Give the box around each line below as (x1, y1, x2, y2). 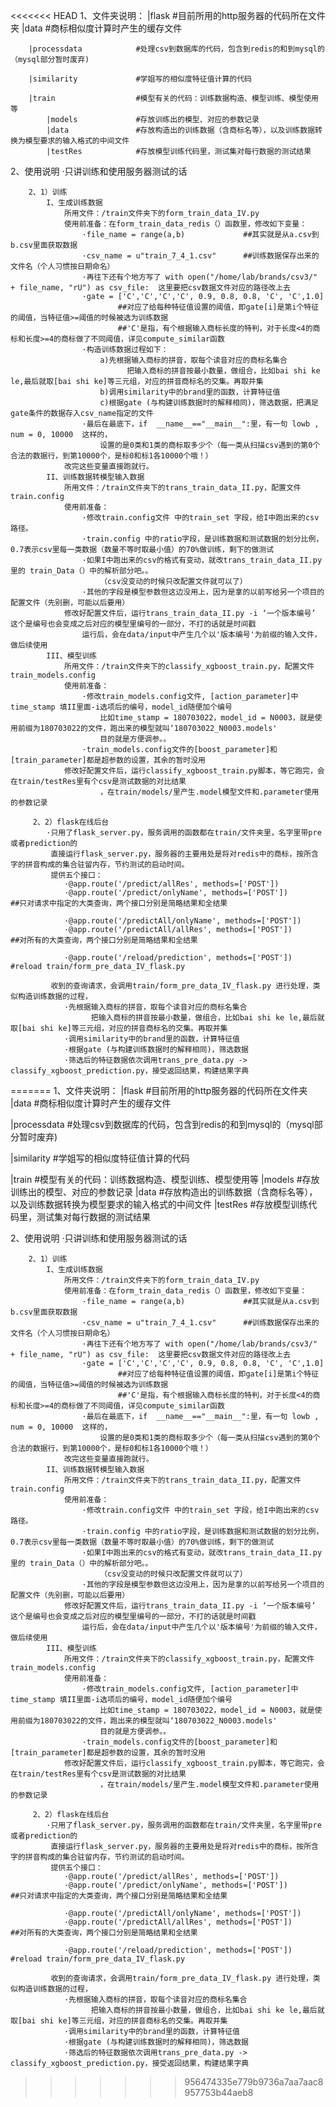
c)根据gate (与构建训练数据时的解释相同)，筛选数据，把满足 (99, 398, 319, 408)
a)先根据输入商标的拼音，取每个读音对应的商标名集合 (99, 355, 288, 365)
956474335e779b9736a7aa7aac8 (184, 2076, 324, 2088)
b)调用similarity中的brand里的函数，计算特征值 (99, 387, 281, 397)
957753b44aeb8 (184, 2087, 254, 2098)
